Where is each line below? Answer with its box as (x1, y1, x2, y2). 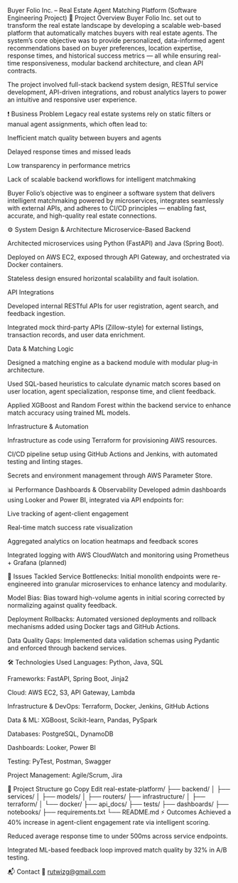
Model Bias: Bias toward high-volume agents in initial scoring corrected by (7, 593, 225, 602)
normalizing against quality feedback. (7, 601, 117, 609)
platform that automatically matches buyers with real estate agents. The (7, 28, 218, 37)
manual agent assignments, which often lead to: (7, 120, 148, 128)
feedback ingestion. (7, 310, 66, 317)
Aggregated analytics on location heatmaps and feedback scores (7, 537, 199, 545)
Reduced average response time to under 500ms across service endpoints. (7, 832, 229, 840)
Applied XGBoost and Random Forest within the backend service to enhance (7, 401, 232, 409)
